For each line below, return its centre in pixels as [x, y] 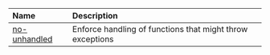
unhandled [33, 39]
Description [95, 16]
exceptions [93, 39]
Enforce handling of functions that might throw [160, 29]
